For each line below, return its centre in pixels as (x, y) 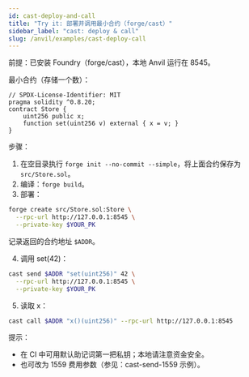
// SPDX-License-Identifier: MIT (65, 95)
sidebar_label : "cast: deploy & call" (74, 31)
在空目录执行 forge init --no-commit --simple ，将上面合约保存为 (130, 164)
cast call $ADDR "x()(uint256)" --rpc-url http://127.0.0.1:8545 (120, 321)
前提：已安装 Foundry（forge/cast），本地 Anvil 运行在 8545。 (112, 62)
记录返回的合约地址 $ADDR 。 (54, 241)
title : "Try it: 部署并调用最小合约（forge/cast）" (91, 24)
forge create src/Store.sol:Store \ (70, 210)
